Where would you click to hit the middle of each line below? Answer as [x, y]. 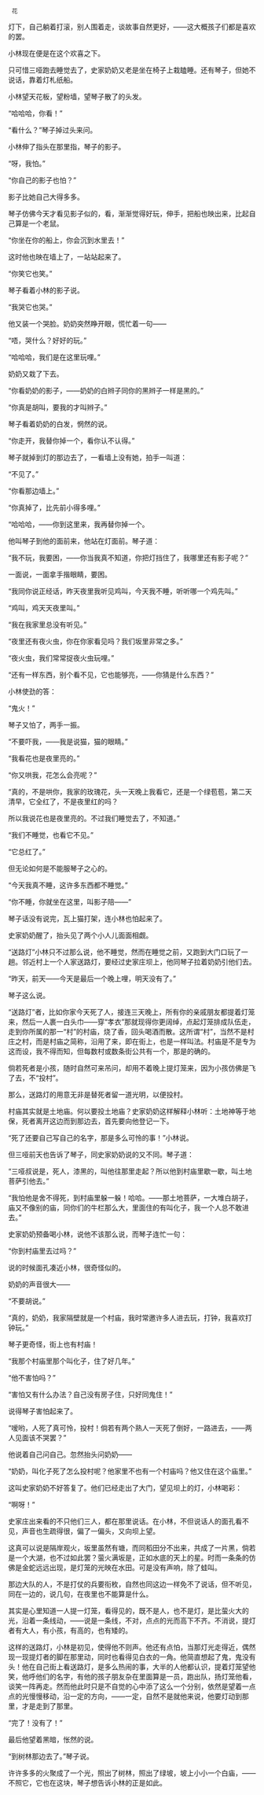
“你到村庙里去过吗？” [42, 1251]
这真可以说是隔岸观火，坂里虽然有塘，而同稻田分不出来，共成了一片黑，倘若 [132, 1548]
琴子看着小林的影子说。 [46, 290]
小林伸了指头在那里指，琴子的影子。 [67, 147]
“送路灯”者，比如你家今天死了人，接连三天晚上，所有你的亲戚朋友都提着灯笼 [132, 1012]
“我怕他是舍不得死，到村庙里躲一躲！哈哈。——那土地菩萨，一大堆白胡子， [130, 1198]
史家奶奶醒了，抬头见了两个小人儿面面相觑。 [81, 935]
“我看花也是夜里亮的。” [44, 758]
